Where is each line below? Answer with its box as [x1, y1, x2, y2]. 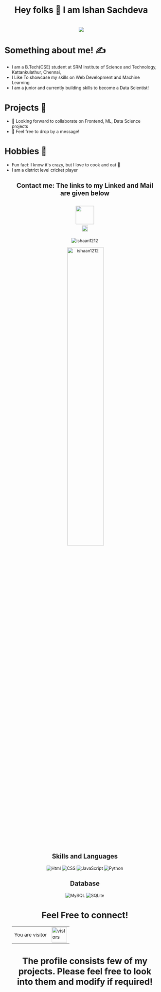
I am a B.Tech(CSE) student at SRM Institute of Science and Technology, [11, 64, 157, 70]
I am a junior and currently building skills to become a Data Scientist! [11, 85, 149, 91]
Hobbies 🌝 [4, 146, 47, 157]
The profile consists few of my [22, 955, 148, 967]
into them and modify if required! [17, 976, 153, 987]
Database [70, 879, 100, 888]
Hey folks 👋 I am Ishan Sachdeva [14, 4, 148, 16]
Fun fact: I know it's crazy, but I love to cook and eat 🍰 [11, 162, 121, 168]
